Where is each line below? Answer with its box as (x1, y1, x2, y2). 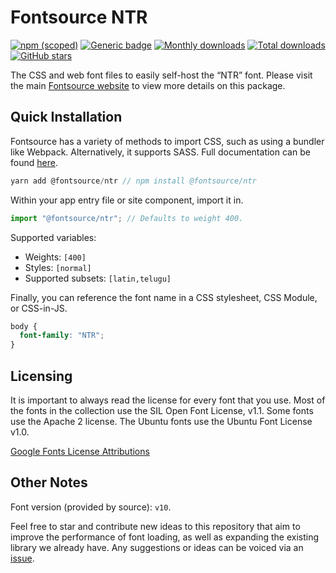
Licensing (10, 367, 73, 385)
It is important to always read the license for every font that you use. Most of (10, 394, 326, 406)
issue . (10, 552, 35, 564)
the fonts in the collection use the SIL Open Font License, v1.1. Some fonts (10, 404, 314, 416)
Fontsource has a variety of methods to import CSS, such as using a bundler (10, 135, 325, 147)
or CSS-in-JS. (10, 302, 68, 314)
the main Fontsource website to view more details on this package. (10, 79, 286, 91)
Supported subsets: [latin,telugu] (24, 272, 172, 284)
